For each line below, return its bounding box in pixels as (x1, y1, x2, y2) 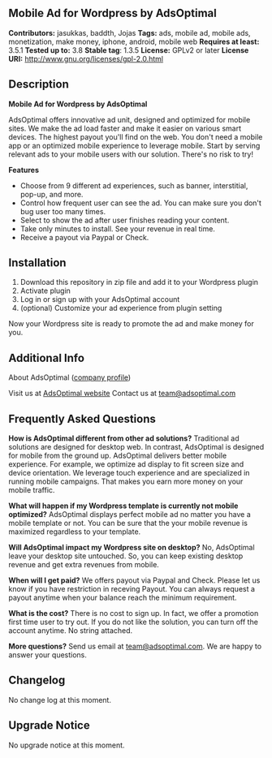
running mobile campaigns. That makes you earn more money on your (8, 476, 244, 486)
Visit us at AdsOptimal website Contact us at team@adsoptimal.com (8, 389, 236, 398)
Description (8, 77, 69, 92)
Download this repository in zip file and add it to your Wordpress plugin (19, 278, 258, 287)
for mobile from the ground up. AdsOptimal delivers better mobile (8, 450, 227, 461)
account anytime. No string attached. (8, 626, 133, 635)
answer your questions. (8, 650, 88, 660)
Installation (8, 256, 67, 270)
